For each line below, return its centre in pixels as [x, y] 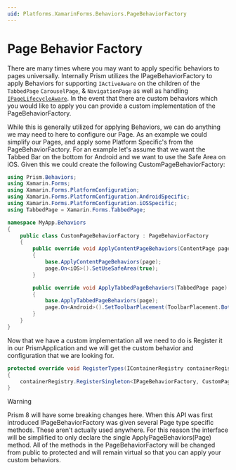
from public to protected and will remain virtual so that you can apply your [114, 452]
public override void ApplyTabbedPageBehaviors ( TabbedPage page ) [130, 287]
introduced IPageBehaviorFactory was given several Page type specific [111, 423]
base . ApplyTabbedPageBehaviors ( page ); [101, 301]
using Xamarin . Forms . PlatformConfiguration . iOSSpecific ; [92, 204]
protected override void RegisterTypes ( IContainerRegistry [96, 368]
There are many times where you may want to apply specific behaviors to [113, 68]
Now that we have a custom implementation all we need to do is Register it [115, 340]
